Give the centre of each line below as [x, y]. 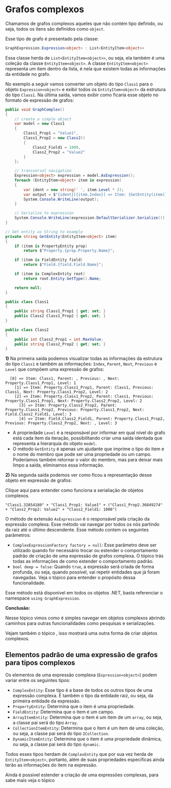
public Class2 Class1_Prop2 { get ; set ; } [60, 316]
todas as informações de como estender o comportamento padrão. [83, 561]
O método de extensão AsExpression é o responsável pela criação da [78, 519]
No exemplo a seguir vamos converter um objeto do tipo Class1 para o [79, 84]
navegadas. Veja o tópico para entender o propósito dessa [74, 578]
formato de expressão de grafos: [40, 100]
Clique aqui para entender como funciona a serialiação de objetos [74, 491]
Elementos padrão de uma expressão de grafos [81, 655]
